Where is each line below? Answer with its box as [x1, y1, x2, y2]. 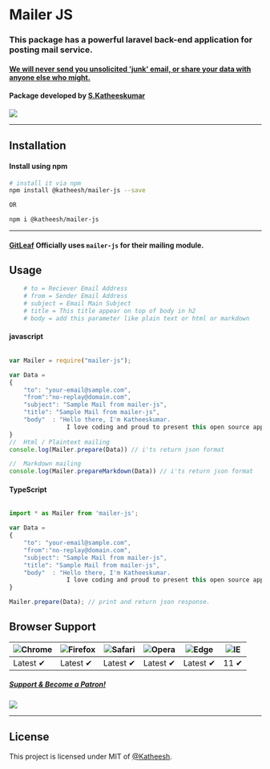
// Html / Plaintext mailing [9, 438, 111, 446]
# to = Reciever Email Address [23, 284, 128, 293]
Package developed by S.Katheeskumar [9, 91, 146, 101]
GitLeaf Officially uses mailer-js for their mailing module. [9, 240, 204, 250]
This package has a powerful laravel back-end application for [9, 34, 253, 46]
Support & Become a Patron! [9, 679, 107, 690]
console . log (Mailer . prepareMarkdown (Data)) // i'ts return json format [9, 467, 253, 476]
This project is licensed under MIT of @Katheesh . [9, 751, 173, 761]
